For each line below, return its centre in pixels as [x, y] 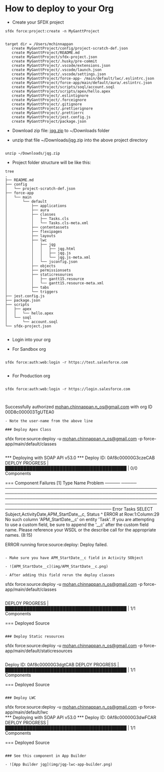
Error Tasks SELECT [133, 509]
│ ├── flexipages [34, 231]
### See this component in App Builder [46, 756]
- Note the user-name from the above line [49, 421]
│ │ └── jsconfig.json [41, 262]
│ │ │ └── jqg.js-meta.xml [48, 257]
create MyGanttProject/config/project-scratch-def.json [70, 48]
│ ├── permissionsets [38, 270]
